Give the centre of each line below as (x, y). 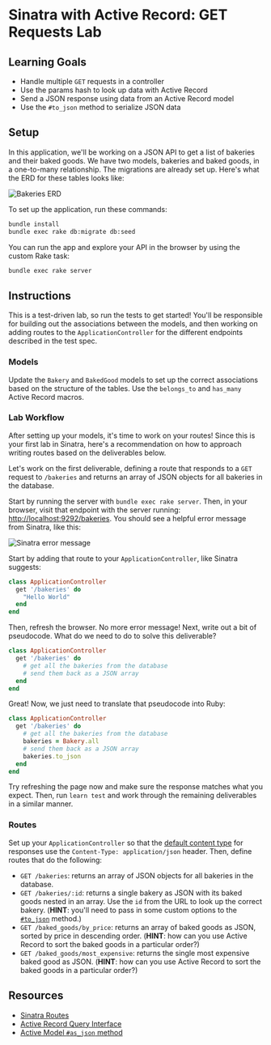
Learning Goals (48, 62)
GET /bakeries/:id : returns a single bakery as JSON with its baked (131, 893)
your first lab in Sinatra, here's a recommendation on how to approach (125, 444)
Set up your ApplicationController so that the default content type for (126, 843)
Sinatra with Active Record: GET (118, 15)
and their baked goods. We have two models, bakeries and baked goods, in (134, 160)
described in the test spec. (53, 341)
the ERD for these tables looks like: (66, 178)
